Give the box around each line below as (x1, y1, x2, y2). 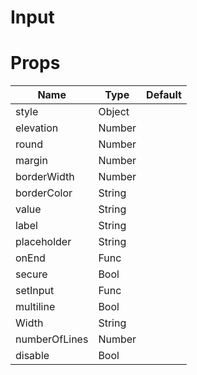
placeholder (15, 235, 72, 249)
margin (15, 154, 48, 168)
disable (15, 349, 50, 363)
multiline (15, 300, 56, 314)
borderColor (15, 186, 73, 200)
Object (98, 105, 130, 119)
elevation (15, 121, 59, 135)
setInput (15, 284, 55, 298)
